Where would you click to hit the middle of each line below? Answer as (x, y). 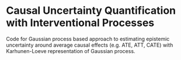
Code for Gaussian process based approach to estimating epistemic (88, 39)
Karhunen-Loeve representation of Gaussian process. (71, 51)
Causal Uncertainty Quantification (91, 11)
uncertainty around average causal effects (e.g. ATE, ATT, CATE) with (90, 45)
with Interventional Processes (80, 23)
